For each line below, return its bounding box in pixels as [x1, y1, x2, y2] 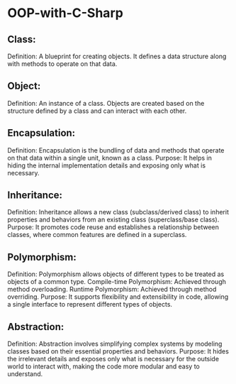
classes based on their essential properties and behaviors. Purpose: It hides [7, 347, 229, 356]
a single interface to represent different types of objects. [7, 300, 172, 309]
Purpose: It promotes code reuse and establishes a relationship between [7, 223, 220, 231]
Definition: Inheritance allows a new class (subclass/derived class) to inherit [7, 208, 229, 216]
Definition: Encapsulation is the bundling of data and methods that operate [7, 146, 225, 154]
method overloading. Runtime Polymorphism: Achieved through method [7, 285, 217, 294]
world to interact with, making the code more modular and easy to [7, 362, 200, 371]
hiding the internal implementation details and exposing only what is [7, 161, 206, 170]
